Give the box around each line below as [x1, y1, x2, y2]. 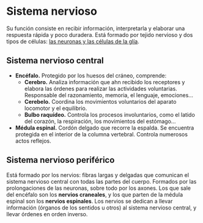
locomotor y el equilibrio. [24, 104, 87, 112]
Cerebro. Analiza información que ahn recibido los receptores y [24, 78, 185, 85]
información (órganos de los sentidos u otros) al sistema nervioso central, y [6, 204, 197, 211]
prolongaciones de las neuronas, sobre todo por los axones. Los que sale [6, 184, 191, 192]
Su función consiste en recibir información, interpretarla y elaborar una [6, 25, 185, 32]
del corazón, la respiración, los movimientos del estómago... [24, 117, 176, 125]
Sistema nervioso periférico [6, 155, 115, 165]
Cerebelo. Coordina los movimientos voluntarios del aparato [24, 98, 177, 105]
